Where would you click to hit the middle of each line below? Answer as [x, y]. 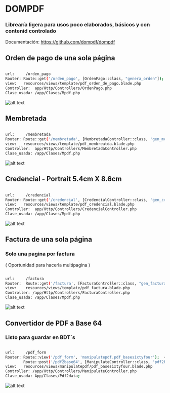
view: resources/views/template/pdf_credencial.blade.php [70, 205]
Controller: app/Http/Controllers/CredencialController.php [71, 209]
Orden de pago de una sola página [60, 58]
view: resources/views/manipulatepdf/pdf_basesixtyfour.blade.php [79, 367]
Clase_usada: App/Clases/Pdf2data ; [43, 376]
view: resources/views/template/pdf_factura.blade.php [68, 288]
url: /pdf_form [26, 352]
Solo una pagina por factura [40, 254]
